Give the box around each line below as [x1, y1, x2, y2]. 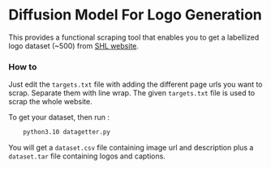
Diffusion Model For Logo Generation [8, 6, 262, 24]
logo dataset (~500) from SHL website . [8, 40, 140, 50]
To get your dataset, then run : [8, 112, 110, 122]
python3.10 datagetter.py [23, 128, 111, 137]
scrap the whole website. [8, 97, 92, 107]
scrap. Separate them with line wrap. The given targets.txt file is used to [8, 88, 256, 98]
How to [8, 61, 37, 72]
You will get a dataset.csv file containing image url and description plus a [8, 143, 254, 153]
